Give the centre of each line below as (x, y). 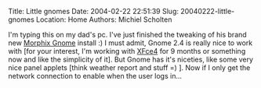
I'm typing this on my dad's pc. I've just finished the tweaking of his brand (127, 35)
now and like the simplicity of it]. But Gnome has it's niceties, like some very (130, 59)
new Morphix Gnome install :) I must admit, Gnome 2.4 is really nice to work (130, 43)
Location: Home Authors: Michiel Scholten (104, 19)
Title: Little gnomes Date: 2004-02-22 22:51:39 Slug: (93, 11)
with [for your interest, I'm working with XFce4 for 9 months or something (127, 51)
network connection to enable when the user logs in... (95, 76)
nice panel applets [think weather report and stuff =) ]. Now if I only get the (129, 68)
